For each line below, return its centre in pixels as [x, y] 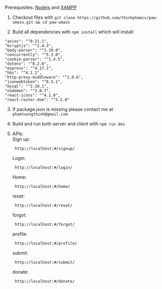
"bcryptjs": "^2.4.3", [29, 46]
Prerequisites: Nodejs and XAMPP [41, 7]
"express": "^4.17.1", [29, 68]
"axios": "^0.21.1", [27, 41]
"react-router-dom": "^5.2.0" [37, 100]
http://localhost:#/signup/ [45, 149]
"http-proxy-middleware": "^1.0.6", [44, 77]
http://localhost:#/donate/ [45, 281]
